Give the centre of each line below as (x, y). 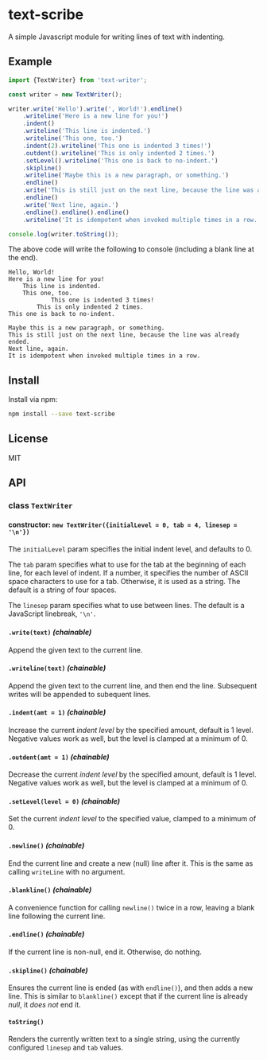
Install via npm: (33, 399)
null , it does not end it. (44, 1005)
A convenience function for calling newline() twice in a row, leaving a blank (132, 907)
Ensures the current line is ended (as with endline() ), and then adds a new (131, 988)
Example (30, 62)
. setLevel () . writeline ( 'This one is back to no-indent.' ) (120, 161)
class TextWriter (41, 505)
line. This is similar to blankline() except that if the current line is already (128, 996)
